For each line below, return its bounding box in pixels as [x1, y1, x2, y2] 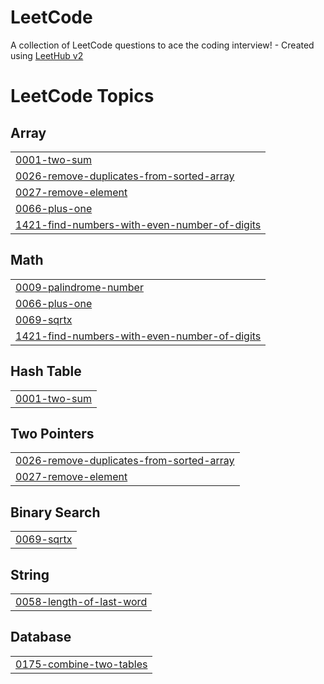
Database [10, 629, 72, 646]
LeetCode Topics [10, 85, 155, 108]
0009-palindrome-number [15, 280, 144, 294]
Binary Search [10, 504, 101, 521]
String [10, 566, 50, 583]
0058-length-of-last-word [15, 595, 148, 608]
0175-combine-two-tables [15, 657, 148, 671]
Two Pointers [10, 425, 95, 442]
